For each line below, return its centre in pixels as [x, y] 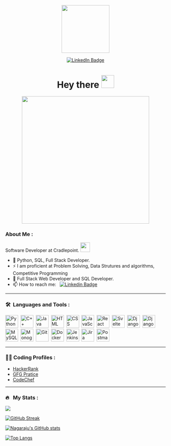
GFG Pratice [25, 374]
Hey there [78, 85]
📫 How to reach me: [34, 284]
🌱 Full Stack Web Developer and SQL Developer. [63, 279]
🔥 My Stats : [22, 398]
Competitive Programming [40, 273]
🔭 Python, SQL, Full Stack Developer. [51, 260]
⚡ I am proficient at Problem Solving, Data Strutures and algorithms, [83, 266]
